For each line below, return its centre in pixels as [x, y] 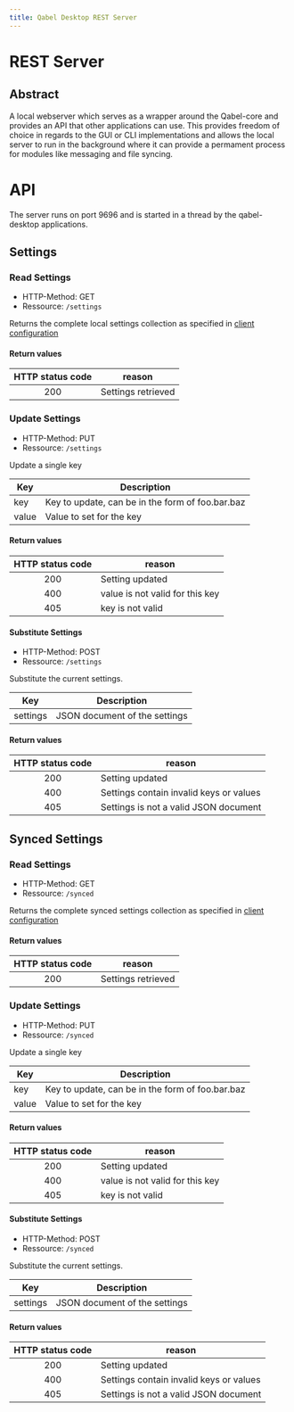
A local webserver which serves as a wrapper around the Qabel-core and [144, 116]
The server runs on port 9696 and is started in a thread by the [123, 214]
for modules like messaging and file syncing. [91, 153]
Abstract [34, 95]
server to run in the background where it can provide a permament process [147, 145]
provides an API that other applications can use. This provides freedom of [145, 125]
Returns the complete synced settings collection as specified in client [137, 911]
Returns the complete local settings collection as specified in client [132, 324]
